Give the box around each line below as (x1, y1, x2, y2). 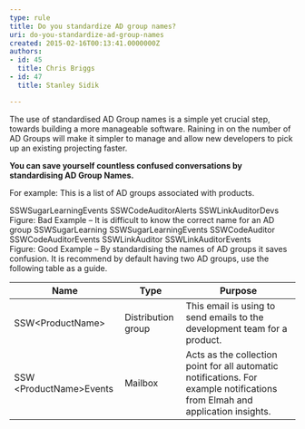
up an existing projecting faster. (9, 142, 128, 153)
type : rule (9, 13, 51, 23)
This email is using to (185, 299, 276, 312)
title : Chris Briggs (17, 64, 95, 73)
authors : (9, 47, 43, 56)
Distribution (123, 310, 174, 323)
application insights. (185, 405, 271, 417)
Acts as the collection (185, 348, 278, 361)
